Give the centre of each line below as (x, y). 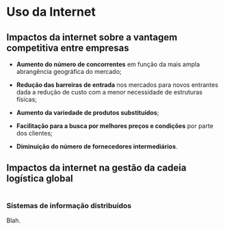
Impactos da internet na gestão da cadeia (96, 168)
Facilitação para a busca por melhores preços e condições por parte (115, 126)
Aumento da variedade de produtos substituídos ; (88, 113)
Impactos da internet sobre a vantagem (92, 37)
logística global (40, 179)
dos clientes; (34, 133)
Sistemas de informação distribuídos (69, 205)
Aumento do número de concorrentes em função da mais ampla (108, 64)
